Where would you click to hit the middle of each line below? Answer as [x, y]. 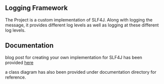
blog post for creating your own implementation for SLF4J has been [74, 57]
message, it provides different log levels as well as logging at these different [82, 25]
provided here [19, 63]
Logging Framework [36, 8]
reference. [15, 77]
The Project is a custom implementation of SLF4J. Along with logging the [79, 20]
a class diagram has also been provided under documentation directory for [81, 72]
